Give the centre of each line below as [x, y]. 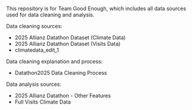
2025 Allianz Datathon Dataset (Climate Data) [70, 37]
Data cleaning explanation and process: [55, 61]
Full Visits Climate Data [43, 102]
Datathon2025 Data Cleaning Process [61, 73]
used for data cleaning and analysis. [50, 15]
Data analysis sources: [34, 84]
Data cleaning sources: [34, 26]
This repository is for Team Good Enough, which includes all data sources [96, 9]
